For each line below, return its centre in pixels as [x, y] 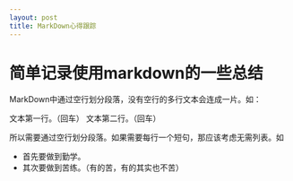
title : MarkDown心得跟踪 [53, 26]
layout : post [34, 17]
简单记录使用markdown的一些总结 [136, 73]
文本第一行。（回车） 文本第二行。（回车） [85, 118]
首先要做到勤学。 [54, 157]
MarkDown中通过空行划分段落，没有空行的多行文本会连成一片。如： [135, 99]
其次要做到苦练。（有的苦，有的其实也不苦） [103, 168]
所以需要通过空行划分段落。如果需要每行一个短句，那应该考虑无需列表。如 [146, 138]
